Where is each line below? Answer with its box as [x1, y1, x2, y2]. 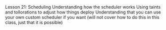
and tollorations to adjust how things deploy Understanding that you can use [5, 9, 161, 15]
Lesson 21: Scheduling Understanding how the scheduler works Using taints [5, 4, 161, 10]
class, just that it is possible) [5, 19, 63, 25]
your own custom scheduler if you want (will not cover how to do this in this [5, 15, 160, 20]
